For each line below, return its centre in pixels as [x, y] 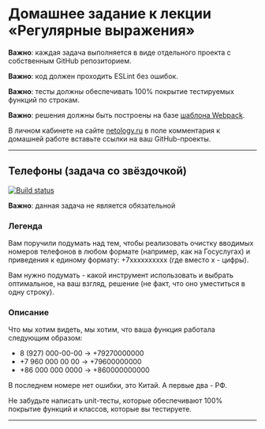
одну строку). [32, 292]
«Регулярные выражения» [102, 30]
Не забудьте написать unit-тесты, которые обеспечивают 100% [116, 401]
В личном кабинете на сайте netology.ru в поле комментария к [114, 130]
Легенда [26, 226]
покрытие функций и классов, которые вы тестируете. [100, 409]
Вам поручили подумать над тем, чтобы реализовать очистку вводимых [131, 243]
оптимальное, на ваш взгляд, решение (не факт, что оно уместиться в [127, 284]
